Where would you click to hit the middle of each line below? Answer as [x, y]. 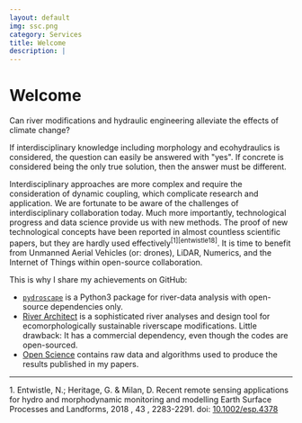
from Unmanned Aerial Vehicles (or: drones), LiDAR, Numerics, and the [141, 252]
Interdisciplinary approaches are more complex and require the [126, 184]
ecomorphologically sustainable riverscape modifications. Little [140, 326]
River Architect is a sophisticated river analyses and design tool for [146, 316]
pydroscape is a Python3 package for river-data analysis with [134, 297]
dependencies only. [87, 306]
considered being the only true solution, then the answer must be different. [148, 166]
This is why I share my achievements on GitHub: [98, 279]
